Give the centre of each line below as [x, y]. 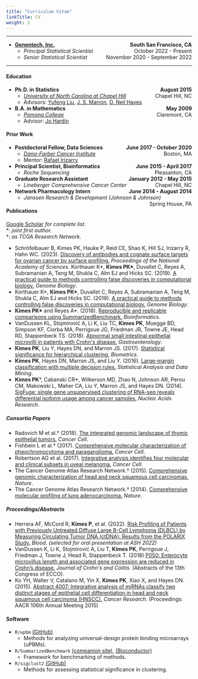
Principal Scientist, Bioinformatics [57, 166]
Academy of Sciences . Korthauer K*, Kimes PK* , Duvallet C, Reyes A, [100, 266]
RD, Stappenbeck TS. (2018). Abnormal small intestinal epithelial [93, 335]
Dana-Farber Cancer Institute [60, 153]
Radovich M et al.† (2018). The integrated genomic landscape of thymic [101, 433]
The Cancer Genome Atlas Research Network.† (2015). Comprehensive [101, 470]
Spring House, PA [171, 203]
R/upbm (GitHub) [34, 632]
